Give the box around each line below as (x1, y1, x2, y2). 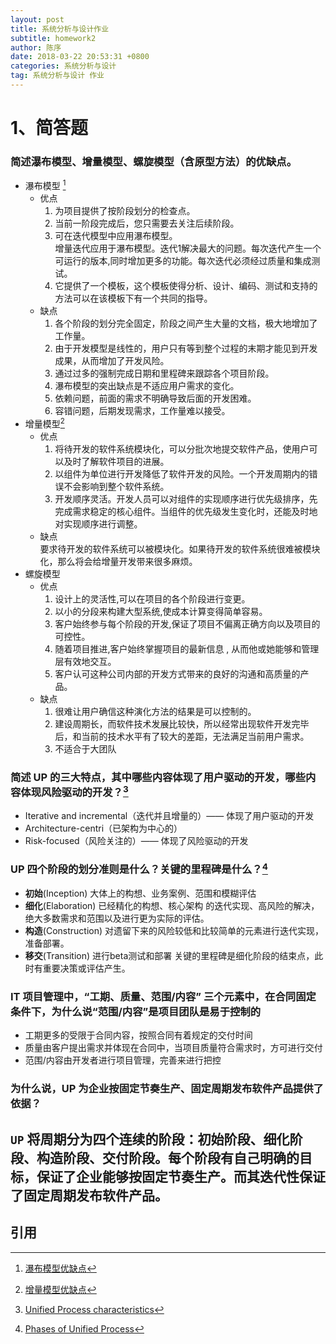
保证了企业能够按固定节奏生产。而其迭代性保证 (36, 1168, 326, 1185)
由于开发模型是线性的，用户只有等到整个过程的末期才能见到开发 (54, 342, 318, 355)
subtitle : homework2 (10, 33, 97, 43)
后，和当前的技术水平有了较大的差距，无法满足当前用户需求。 (54, 730, 310, 742)
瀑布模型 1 (24, 178, 67, 192)
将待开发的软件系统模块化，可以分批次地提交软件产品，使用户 (54, 442, 310, 455)
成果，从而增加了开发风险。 (54, 355, 170, 367)
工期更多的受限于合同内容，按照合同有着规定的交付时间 (24, 1029, 253, 1041)
